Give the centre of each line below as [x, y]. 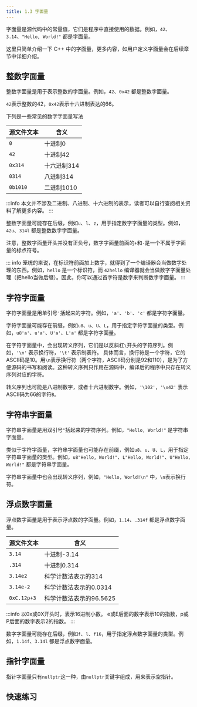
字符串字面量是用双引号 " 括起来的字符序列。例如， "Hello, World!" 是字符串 [97, 430]
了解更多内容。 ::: [32, 211]
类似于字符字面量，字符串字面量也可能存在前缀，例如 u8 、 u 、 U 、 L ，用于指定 [97, 450]
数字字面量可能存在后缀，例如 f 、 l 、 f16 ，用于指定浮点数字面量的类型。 [92, 634]
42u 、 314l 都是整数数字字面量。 [45, 231]
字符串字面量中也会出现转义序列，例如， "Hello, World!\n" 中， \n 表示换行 [96, 477]
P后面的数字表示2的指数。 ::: [40, 621]
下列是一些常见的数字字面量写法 [45, 116]
